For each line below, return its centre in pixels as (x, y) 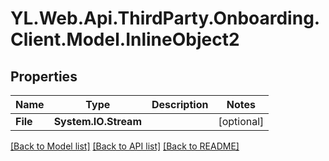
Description (180, 104)
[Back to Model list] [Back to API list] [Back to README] (125, 146)
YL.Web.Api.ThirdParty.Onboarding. (165, 18)
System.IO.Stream (97, 121)
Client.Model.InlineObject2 (125, 39)
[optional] (241, 121)
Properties (44, 76)
